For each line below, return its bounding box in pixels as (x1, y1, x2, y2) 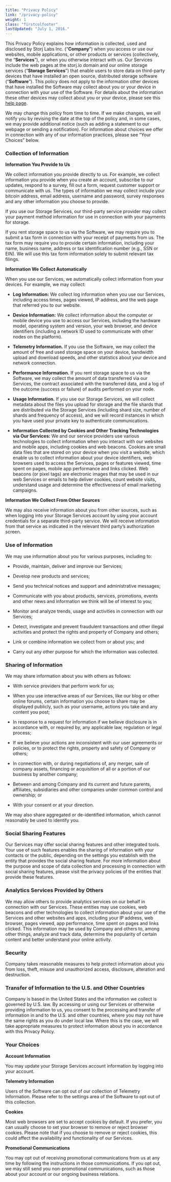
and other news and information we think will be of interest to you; (12, 598, 152, 604)
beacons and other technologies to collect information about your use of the (5, 909, 166, 915)
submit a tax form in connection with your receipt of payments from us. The (5, 234, 164, 240)
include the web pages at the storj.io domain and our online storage (5, 62, 148, 68)
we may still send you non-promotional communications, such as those (5, 1165, 155, 1172)
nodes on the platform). (12, 334, 63, 340)
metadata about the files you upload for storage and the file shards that (12, 401, 163, 407)
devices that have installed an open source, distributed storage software (5, 73, 158, 79)
